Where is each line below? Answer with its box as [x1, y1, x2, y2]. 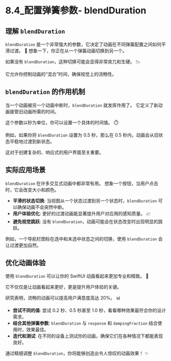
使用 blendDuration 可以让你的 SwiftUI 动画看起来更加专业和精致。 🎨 [5, 273, 149, 279]
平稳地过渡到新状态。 [9, 138, 55, 144]
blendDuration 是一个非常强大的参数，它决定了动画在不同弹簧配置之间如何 [5, 42, 162, 47]
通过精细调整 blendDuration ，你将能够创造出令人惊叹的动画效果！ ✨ [5, 350, 149, 356]
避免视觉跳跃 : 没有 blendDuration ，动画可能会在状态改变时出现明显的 [12, 218, 158, 225]
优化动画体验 [5, 258, 46, 267]
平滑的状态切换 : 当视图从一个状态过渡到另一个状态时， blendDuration [12, 197, 157, 204]
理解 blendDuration [5, 27, 65, 35]
